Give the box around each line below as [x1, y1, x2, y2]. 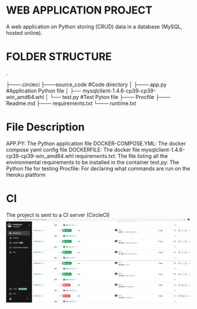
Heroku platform [6, 171, 46, 178]
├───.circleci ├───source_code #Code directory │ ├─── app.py [6, 81, 167, 88]
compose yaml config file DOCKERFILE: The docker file [6, 146, 140, 153]
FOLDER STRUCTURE [6, 50, 112, 64]
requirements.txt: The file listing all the [75, 152, 168, 159]
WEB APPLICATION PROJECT [6, 4, 153, 17]
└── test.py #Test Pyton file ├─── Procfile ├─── [49, 93, 171, 100]
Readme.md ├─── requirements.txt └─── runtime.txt [6, 100, 136, 107]
